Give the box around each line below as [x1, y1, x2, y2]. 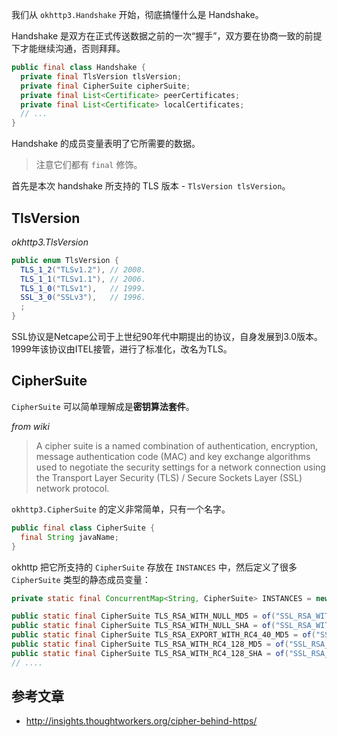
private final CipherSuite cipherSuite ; [20, 81, 191, 91]
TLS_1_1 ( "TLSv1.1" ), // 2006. [20, 274, 146, 284]
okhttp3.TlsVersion [11, 236, 89, 248]
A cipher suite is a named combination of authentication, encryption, [35, 439, 319, 452]
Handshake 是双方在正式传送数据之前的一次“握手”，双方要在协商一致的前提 [11, 30, 323, 42]
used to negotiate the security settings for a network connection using [35, 461, 326, 473]
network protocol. [35, 482, 110, 494]
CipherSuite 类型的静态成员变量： [11, 573, 151, 585]
